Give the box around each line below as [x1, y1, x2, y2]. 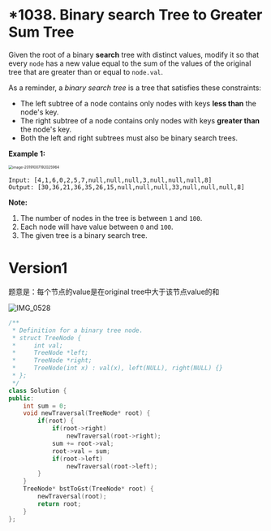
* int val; [11, 341, 63, 350]
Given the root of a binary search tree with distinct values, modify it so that [8, 50, 260, 59]
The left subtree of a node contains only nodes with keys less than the [19, 98, 257, 108]
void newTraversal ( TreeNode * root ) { [23, 409, 151, 417]
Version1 [8, 259, 68, 278]
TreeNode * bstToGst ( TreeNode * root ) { [23, 485, 154, 493]
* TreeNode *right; [11, 356, 92, 365]
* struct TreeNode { [11, 334, 82, 342]
